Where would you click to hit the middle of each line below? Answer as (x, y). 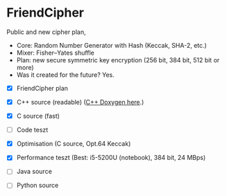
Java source (34, 172)
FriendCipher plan (42, 88)
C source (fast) (38, 116)
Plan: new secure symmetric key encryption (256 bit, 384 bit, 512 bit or (118, 60)
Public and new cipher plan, (46, 32)
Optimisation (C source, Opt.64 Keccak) (74, 144)
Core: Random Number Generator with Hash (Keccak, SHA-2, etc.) (112, 45)
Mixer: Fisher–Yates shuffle (55, 53)
